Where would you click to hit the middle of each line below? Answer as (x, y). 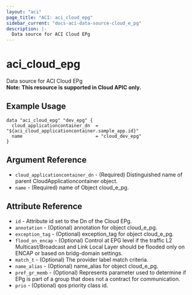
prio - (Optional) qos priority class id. (62, 285)
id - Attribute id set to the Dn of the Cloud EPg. (73, 221)
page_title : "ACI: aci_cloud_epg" (50, 18)
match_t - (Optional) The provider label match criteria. (82, 259)
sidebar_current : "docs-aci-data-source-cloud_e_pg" (74, 23)
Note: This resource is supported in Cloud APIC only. (74, 88)
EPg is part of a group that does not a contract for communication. (98, 279)
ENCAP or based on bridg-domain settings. (69, 253)
